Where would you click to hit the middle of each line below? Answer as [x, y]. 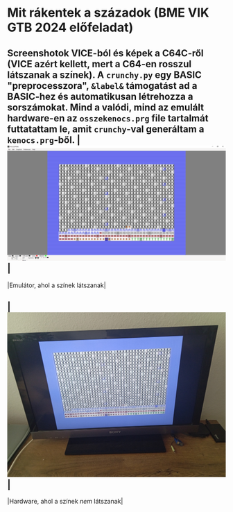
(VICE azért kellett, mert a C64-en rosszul [100, 64]
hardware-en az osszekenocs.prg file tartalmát [108, 118]
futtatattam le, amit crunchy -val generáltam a [106, 129]
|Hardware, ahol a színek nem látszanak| [65, 502]
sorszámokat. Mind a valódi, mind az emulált [106, 107]
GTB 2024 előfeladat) [70, 27]
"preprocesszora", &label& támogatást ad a [102, 86]
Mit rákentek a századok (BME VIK [108, 13]
